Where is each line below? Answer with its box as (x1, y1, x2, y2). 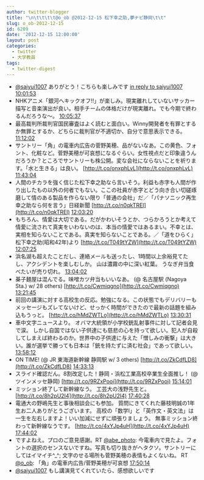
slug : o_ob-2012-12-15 (6, 20, 64, 26)
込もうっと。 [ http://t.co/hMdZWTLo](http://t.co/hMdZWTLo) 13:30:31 (15, 312, 192, 319)
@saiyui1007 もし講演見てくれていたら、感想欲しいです (15, 467, 155, 475)
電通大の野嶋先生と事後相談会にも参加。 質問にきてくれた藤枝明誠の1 (15, 399, 190, 407)
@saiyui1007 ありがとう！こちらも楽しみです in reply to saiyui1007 (15, 83, 183, 90)
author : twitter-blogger (6, 9, 69, 15)
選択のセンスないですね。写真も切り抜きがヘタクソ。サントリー (31, 444, 191, 451)
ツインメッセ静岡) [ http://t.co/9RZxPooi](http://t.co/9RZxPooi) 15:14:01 (15, 378, 192, 385)
